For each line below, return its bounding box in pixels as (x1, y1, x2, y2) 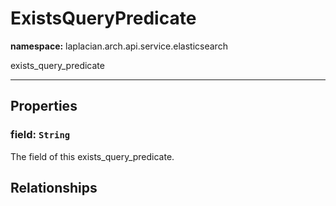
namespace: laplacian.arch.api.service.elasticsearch (10, 40, 228, 52)
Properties (10, 98, 78, 115)
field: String (10, 128, 71, 142)
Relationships (10, 180, 98, 197)
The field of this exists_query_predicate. (10, 150, 175, 162)
